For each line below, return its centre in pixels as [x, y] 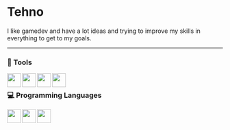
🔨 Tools [20, 62]
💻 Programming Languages [54, 95]
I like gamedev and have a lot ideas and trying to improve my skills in [104, 31]
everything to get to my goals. [49, 38]
